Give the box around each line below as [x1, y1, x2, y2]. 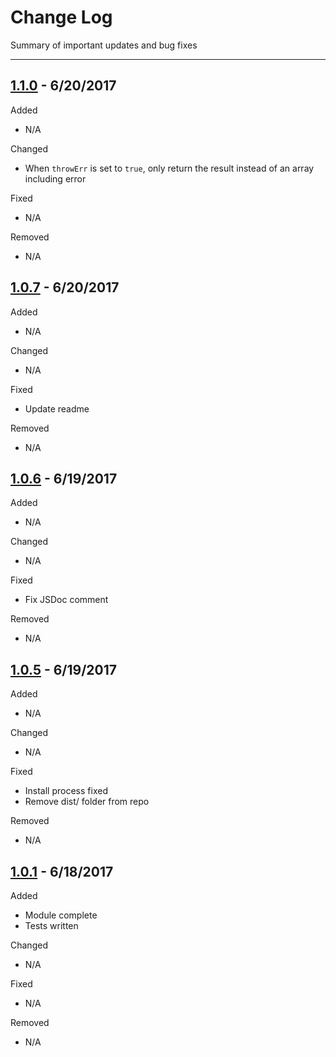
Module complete [24, 909, 98, 921]
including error [24, 172, 87, 185]
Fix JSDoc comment [24, 594, 109, 606]
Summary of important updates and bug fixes [10, 39, 198, 51]
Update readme [24, 402, 90, 415]
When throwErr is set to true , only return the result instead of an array [24, 162, 315, 174]
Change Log [10, 6, 113, 29]
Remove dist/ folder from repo [24, 796, 150, 808]
